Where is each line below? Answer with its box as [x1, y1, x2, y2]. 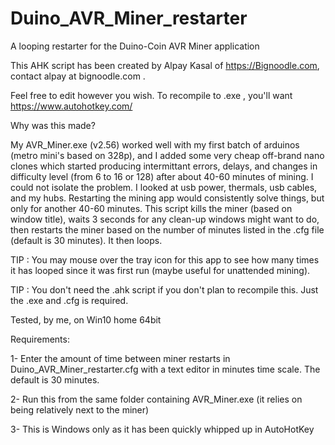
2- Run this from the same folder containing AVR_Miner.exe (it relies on [10, 393, 303, 405]
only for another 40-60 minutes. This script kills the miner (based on [10, 202, 293, 214]
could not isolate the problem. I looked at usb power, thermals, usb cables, [10, 181, 318, 193]
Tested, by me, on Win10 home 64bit [10, 313, 162, 326]
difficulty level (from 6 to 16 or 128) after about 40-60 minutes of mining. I [10, 170, 314, 182]
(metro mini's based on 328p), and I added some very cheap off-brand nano [10, 149, 325, 161]
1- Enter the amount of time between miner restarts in [10, 352, 231, 364]
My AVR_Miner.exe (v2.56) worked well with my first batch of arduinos [10, 138, 300, 151]
